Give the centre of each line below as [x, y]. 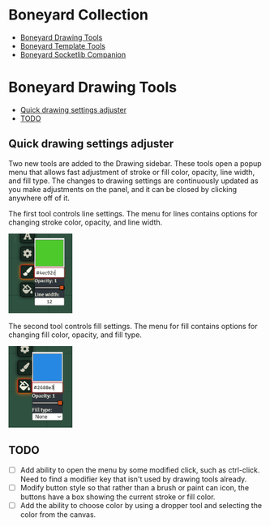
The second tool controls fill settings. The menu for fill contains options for [133, 326]
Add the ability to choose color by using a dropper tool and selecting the [141, 506]
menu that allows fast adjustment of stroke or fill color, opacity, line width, [132, 172]
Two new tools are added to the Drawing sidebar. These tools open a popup [135, 163]
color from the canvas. [58, 515]
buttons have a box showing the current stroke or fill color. [118, 497]
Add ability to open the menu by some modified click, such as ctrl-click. [140, 470]
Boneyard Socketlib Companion [73, 54]
